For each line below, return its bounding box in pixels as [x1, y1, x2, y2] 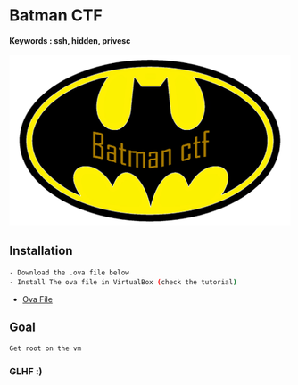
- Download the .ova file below [9, 268, 129, 277]
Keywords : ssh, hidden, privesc [9, 35, 131, 45]
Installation [9, 243, 73, 258]
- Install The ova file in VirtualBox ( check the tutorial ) [9, 277, 238, 286]
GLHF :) [9, 365, 43, 378]
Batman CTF [9, 5, 103, 26]
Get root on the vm [9, 344, 82, 353]
